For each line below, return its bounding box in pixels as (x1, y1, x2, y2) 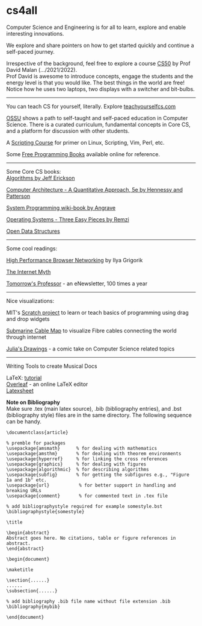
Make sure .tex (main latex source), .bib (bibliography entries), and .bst (6, 405, 182, 412)
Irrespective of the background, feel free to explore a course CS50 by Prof (6, 60, 191, 67)
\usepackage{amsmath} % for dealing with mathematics (6, 445, 158, 451)
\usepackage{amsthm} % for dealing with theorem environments (6, 451, 182, 457)
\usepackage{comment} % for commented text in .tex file (6, 493, 168, 499)
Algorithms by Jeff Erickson (6, 174, 75, 182)
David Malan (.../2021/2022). (6, 66, 77, 73)
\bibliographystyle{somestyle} (6, 508, 85, 514)
